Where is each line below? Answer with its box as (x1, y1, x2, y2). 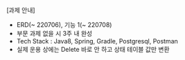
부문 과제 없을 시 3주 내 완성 (16, 30, 93, 37)
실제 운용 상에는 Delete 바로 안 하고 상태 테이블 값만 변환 (16, 46, 170, 53)
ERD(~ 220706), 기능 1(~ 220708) (16, 21, 112, 29)
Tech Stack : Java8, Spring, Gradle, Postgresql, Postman (16, 37, 178, 45)
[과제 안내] (6, 6, 35, 14)
